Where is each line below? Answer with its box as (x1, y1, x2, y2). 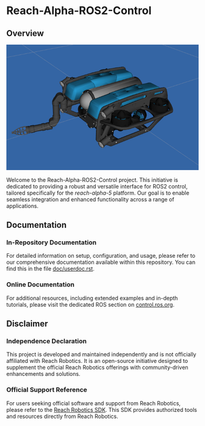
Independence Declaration (6, 337, 87, 346)
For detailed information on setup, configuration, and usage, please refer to (6, 252, 196, 260)
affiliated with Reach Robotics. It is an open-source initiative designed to (6, 357, 188, 365)
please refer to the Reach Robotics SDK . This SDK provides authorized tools (6, 406, 197, 413)
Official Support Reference (6, 386, 87, 394)
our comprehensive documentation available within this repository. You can (6, 258, 196, 266)
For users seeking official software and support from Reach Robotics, (6, 399, 181, 407)
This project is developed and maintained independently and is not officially (6, 351, 196, 358)
